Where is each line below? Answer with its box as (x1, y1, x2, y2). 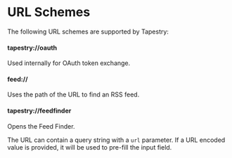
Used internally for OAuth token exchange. (7, 59, 131, 67)
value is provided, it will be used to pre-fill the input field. (7, 143, 172, 151)
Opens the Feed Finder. (7, 122, 75, 130)
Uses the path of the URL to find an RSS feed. (7, 90, 140, 99)
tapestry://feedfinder (7, 106, 72, 115)
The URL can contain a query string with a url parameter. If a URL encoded (7, 136, 226, 144)
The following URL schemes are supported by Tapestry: (7, 27, 169, 36)
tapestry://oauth (7, 43, 58, 52)
